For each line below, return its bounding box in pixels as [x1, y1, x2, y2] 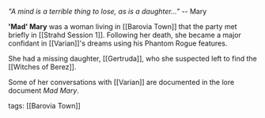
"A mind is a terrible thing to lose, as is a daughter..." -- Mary [8, 7, 207, 16]
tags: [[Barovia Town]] [8, 101, 81, 110]
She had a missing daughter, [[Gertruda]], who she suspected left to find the [8, 54, 257, 63]
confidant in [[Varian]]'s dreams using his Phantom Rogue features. [8, 39, 228, 48]
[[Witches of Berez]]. [8, 62, 77, 72]
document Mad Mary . [8, 86, 79, 95]
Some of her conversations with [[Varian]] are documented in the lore [8, 78, 235, 87]
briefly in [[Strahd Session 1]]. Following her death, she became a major [8, 31, 241, 39]
